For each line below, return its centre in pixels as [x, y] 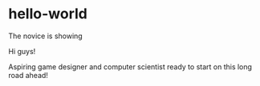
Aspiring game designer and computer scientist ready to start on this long [130, 66]
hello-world [48, 14]
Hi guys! [22, 51]
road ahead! [28, 75]
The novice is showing [45, 36]
